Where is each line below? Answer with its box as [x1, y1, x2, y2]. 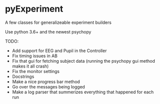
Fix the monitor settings [12, 68, 60, 74]
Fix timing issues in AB [12, 52, 57, 59]
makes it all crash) [12, 63, 49, 69]
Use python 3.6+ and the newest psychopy [5, 29, 91, 35]
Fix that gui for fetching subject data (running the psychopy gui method [12, 58, 155, 64]
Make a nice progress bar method [12, 79, 80, 85]
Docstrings [12, 73, 35, 79]
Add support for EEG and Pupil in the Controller [12, 48, 107, 53]
